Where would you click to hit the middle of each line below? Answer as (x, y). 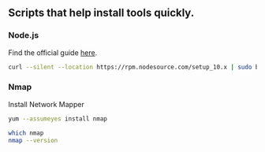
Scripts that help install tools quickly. (101, 13)
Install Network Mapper (46, 104)
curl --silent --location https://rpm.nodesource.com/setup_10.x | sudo (130, 67)
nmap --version (33, 140)
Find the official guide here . (53, 52)
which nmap (26, 133)
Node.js (24, 35)
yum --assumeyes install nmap (58, 119)
